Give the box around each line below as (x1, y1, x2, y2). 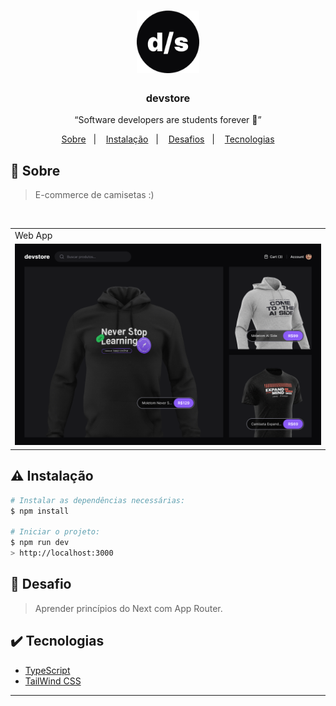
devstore (145, 91, 191, 105)
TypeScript (24, 664, 71, 676)
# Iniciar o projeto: (10, 527, 101, 537)
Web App (14, 230, 53, 242)
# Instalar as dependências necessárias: (10, 495, 186, 505)
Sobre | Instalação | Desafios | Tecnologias (61, 133, 275, 145)
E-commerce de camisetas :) (34, 189, 155, 201)
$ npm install (10, 506, 70, 516)
